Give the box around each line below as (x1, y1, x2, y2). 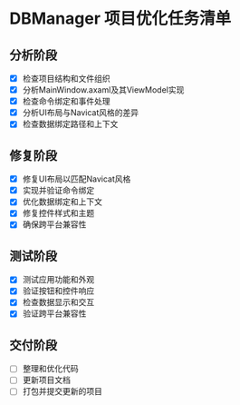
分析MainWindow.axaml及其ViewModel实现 (22, 84, 185, 95)
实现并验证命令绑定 (22, 185, 95, 196)
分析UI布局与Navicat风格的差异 (22, 107, 139, 118)
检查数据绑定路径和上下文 (22, 119, 119, 130)
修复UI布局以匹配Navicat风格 (22, 173, 131, 184)
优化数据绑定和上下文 (22, 196, 102, 207)
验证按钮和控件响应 (22, 285, 95, 296)
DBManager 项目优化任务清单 (9, 8, 232, 29)
